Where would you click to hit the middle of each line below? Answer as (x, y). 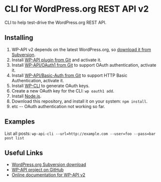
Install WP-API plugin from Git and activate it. (56, 60)
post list (15, 138)
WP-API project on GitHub (38, 170)
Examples (20, 122)
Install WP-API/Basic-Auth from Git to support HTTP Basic (69, 75)
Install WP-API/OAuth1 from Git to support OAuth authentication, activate (84, 65)
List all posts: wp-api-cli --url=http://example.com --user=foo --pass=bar (80, 133)
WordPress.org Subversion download (49, 164)
